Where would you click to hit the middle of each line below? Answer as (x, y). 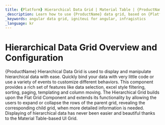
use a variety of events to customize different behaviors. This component (79, 82)
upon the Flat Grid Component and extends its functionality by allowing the (81, 98)
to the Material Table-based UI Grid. (41, 119)
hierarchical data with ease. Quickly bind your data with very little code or (80, 77)
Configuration (34, 58)
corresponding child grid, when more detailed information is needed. (75, 108)
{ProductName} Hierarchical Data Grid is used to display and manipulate (78, 72)
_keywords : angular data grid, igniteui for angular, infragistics (76, 19)
